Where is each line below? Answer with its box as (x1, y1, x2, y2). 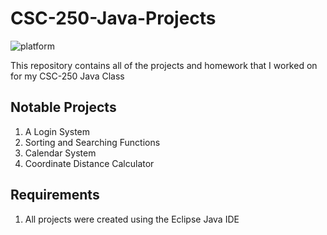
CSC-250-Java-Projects (10, 7, 217, 30)
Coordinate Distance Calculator (24, 157, 155, 169)
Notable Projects (10, 99, 117, 116)
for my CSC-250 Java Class (10, 70, 125, 82)
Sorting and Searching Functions (24, 136, 161, 148)
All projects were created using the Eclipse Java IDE (24, 213, 240, 225)
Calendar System (24, 147, 97, 159)
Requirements (10, 187, 100, 204)
